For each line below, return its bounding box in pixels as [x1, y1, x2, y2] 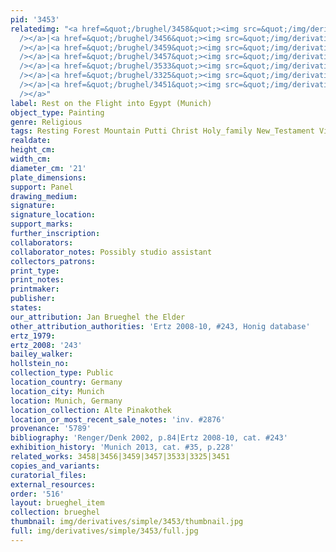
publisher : [10, 294, 56, 304]
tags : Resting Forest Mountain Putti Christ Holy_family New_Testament [10, 126, 315, 136]
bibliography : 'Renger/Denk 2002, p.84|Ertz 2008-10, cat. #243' [10, 433, 288, 443]
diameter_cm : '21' [10, 163, 87, 173]
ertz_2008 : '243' [10, 340, 83, 350]
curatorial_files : [10, 470, 87, 480]
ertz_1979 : [10, 331, 56, 341]
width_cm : [10, 154, 52, 164]
